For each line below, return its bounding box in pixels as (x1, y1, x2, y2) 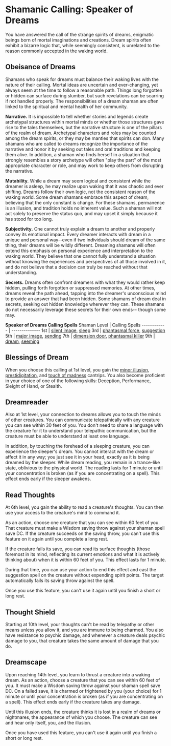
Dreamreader (5, 398, 48, 406)
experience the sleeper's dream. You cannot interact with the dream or (5, 448, 154, 454)
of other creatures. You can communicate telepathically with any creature (5, 417, 160, 423)
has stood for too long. (5, 216, 53, 222)
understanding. (5, 269, 37, 275)
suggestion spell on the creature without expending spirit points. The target (5, 572, 164, 578)
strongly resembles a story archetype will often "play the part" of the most (5, 157, 162, 163)
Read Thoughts (5, 490, 55, 499)
